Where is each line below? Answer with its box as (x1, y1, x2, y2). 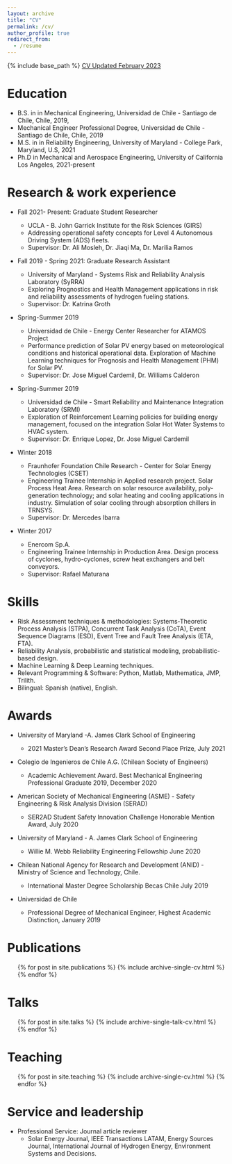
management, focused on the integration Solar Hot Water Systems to (27, 419, 225, 428)
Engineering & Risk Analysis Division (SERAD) (17, 799, 148, 808)
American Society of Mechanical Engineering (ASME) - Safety (17, 792, 195, 800)
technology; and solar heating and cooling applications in (60, 491, 224, 499)
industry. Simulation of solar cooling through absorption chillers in (27, 498, 217, 507)
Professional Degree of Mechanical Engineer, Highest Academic (27, 908, 211, 917)
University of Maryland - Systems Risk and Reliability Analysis (27, 270, 205, 278)
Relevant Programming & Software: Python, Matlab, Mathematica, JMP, (17, 668, 221, 677)
